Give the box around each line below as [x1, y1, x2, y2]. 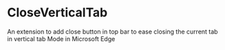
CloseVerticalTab [7, 5, 108, 21]
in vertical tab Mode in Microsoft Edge [7, 34, 116, 42]
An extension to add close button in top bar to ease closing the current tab [7, 27, 218, 36]
